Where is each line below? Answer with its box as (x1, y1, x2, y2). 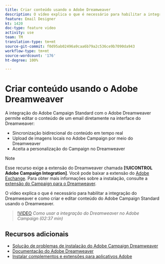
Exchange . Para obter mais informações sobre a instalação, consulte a (5, 176, 148, 182)
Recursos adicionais (5, 230, 69, 238)
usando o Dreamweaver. (5, 201, 55, 207)
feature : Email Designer (5, 16, 56, 21)
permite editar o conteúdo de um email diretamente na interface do (5, 115, 141, 121)
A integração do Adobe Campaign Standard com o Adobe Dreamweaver (5, 110, 151, 116)
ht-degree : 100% (5, 58, 38, 63)
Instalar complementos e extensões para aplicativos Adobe (12, 254, 133, 259)
